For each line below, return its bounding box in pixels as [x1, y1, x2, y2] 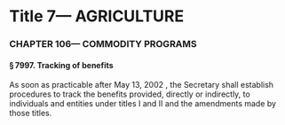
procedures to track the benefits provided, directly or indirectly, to [9, 89, 250, 99]
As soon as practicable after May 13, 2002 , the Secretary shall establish [9, 80, 273, 90]
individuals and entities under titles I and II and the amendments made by [9, 98, 277, 109]
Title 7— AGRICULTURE [9, 6, 185, 27]
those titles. [9, 108, 52, 119]
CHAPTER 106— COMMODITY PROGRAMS [9, 38, 197, 51]
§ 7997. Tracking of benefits [9, 59, 114, 70]
